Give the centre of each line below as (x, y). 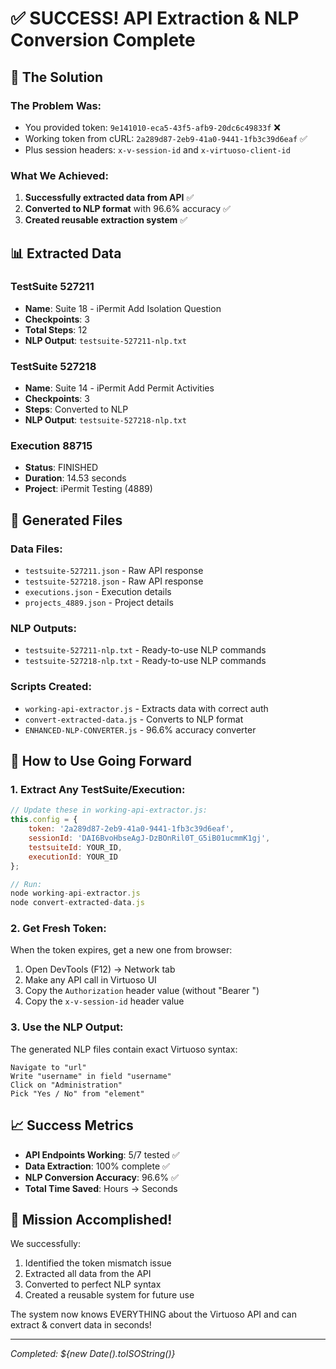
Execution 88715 (51, 446)
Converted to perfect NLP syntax (93, 1284)
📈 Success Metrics (72, 1125)
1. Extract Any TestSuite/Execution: (98, 790)
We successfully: (45, 1244)
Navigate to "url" (48, 1067)
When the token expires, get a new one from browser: (121, 950)
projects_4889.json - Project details (99, 603)
